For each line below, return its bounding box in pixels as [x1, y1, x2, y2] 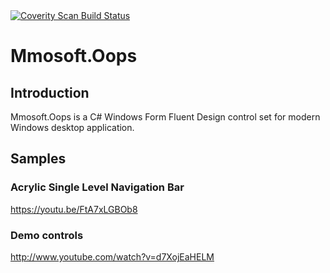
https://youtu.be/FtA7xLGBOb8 [10, 203, 138, 215]
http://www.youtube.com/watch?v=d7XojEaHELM [10, 250, 215, 263]
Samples [10, 150, 67, 168]
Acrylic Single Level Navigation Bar [10, 180, 185, 194]
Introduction [10, 84, 90, 101]
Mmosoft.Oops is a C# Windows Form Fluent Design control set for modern [10, 111, 321, 123]
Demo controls [10, 228, 84, 242]
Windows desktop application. [10, 122, 135, 133]
